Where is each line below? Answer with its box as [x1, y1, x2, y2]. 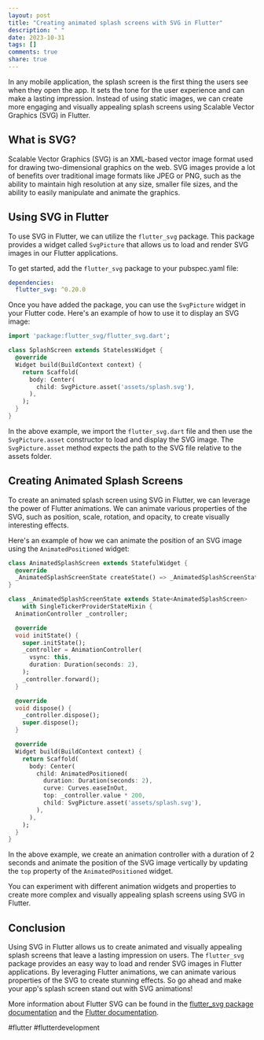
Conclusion [8, 921, 66, 935]
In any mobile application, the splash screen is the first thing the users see [8, 76, 249, 87]
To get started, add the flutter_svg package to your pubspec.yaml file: [8, 263, 239, 272]
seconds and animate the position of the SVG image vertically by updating [8, 858, 248, 868]
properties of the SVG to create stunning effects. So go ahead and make [8, 975, 242, 985]
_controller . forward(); [22, 675, 101, 683]
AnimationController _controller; [15, 609, 128, 618]
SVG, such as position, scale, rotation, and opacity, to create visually [8, 512, 230, 521]
